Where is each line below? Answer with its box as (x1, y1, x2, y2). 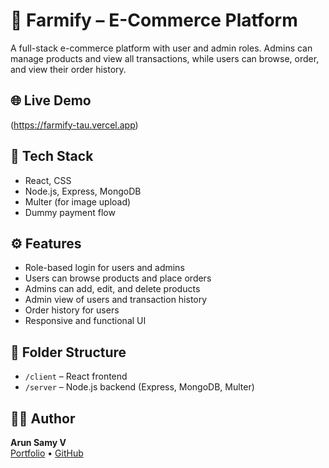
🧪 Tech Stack (10, 148, 94, 165)
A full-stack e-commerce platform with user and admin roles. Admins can (10, 42, 313, 54)
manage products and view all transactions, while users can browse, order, (10, 52, 320, 64)
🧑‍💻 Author (10, 410, 76, 427)
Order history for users (24, 304, 120, 316)
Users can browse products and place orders (24, 272, 212, 284)
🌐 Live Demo (10, 92, 92, 109)
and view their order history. (10, 63, 127, 75)
